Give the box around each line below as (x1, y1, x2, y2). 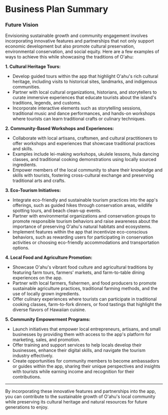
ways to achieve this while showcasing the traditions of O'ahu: (5, 54, 134, 60)
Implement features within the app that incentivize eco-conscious (12, 229, 148, 235)
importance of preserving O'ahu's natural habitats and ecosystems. (12, 223, 151, 229)
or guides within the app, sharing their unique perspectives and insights (12, 363, 160, 369)
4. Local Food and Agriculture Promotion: (5, 254, 92, 260)
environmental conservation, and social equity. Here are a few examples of (5, 48, 159, 54)
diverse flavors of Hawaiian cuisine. (12, 306, 86, 313)
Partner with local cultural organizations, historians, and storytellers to (12, 89, 157, 95)
